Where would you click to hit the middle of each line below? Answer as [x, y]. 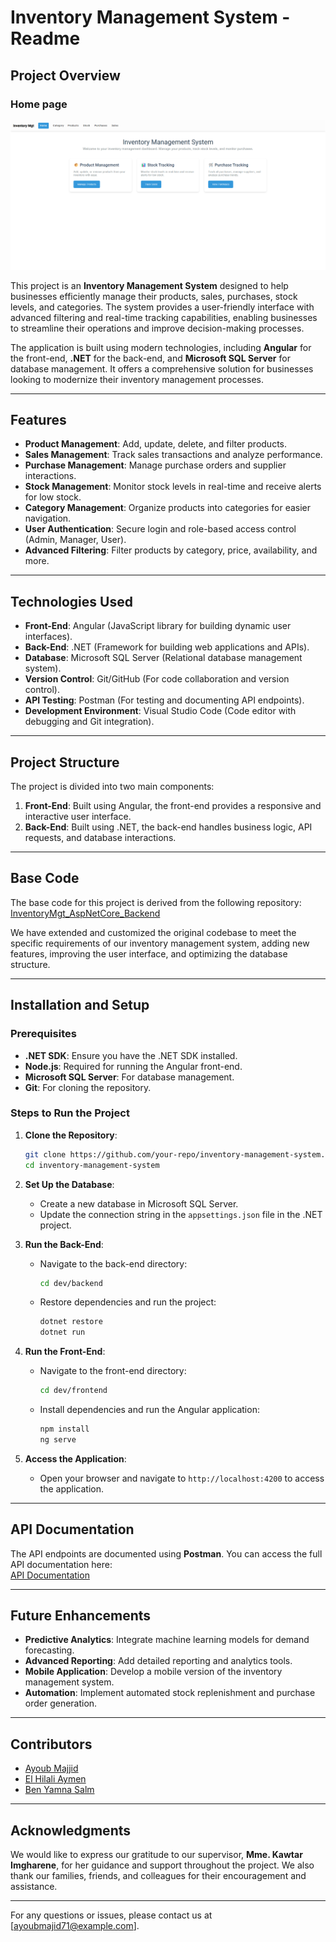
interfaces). [48, 637]
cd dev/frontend [73, 1391]
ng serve [58, 1439]
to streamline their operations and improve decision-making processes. [157, 328]
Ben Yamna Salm [59, 1790]
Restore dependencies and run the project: [128, 1302]
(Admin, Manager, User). [75, 540]
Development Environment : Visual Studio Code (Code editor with [160, 711]
